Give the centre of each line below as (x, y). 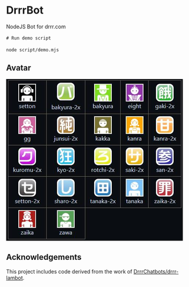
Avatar (19, 68)
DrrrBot (25, 10)
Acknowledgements (44, 257)
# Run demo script (29, 38)
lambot (15, 278)
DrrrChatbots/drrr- (156, 271)
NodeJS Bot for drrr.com (36, 27)
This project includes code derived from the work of (69, 271)
